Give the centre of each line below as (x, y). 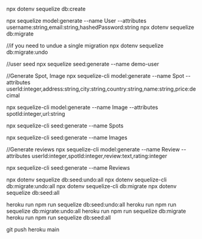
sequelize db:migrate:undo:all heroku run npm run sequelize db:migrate (96, 211)
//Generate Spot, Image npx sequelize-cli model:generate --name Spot (95, 76)
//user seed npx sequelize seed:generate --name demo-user (83, 64)
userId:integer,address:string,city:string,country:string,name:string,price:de (101, 89)
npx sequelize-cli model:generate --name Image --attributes (82, 107)
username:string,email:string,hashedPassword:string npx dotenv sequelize (100, 27)
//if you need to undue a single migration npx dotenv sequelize (85, 46)
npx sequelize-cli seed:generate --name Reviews (68, 168)
